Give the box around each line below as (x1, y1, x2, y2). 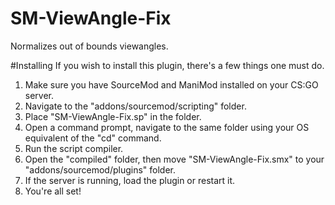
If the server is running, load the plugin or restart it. (24, 174, 236, 186)
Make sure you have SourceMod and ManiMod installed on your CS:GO (24, 78, 319, 91)
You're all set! (24, 185, 82, 197)
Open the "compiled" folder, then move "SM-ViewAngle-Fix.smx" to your (24, 153, 325, 165)
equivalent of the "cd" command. (24, 132, 162, 144)
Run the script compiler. (24, 142, 124, 154)
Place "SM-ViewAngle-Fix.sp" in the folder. (24, 110, 202, 122)
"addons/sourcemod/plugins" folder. (24, 163, 177, 176)
